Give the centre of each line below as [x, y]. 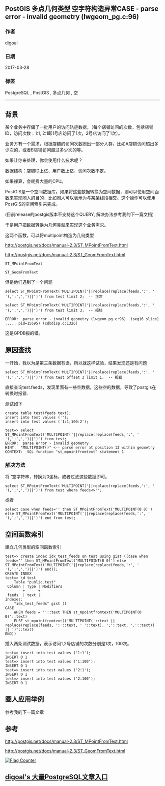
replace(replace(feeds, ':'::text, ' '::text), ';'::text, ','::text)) [80, 625]
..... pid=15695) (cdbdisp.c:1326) [41, 324]
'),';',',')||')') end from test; [41, 518]
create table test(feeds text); [38, 413]
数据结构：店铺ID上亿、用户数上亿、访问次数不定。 [57, 171]
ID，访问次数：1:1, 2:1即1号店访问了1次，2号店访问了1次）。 [64, 133]
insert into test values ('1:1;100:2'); [47, 422]
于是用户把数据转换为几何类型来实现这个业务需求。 [57, 225]
